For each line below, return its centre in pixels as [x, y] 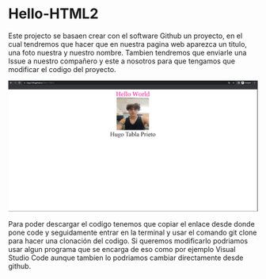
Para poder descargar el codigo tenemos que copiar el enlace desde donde [131, 224]
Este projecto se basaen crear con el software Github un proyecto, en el [125, 36]
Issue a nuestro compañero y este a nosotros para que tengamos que [122, 61]
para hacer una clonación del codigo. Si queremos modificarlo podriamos [128, 241]
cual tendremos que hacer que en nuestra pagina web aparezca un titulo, [128, 44]
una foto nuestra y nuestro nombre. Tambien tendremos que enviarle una [127, 52]
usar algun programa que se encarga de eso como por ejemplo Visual [122, 249]
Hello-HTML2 [53, 14]
